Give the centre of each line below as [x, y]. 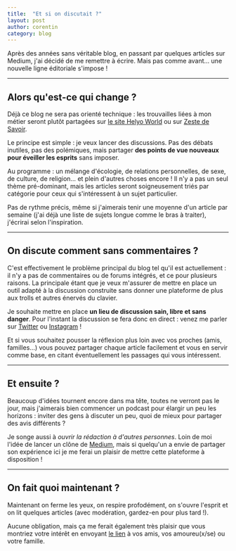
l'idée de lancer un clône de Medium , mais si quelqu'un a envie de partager [117, 444]
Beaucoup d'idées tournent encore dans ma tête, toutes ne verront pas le [113, 400]
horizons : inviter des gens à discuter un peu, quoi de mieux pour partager [115, 415]
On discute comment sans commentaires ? [103, 251]
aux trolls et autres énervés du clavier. [63, 298]
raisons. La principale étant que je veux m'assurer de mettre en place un [112, 283]
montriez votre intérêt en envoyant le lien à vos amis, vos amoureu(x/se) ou [116, 533]
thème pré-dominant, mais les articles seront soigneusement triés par [108, 186]
